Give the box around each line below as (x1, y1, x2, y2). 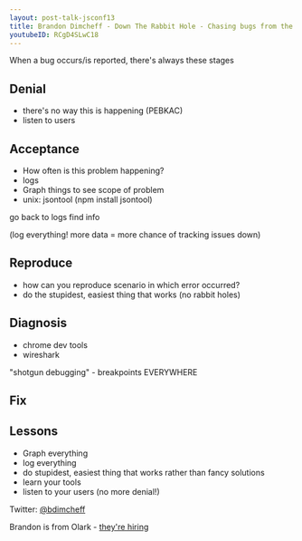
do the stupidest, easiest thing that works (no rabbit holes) (22, 289, 241, 300)
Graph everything (22, 448, 89, 459)
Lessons (9, 423, 59, 440)
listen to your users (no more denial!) (22, 486, 160, 497)
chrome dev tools (22, 339, 89, 350)
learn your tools (22, 477, 81, 488)
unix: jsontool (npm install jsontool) (22, 194, 153, 205)
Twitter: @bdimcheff (9, 504, 86, 515)
